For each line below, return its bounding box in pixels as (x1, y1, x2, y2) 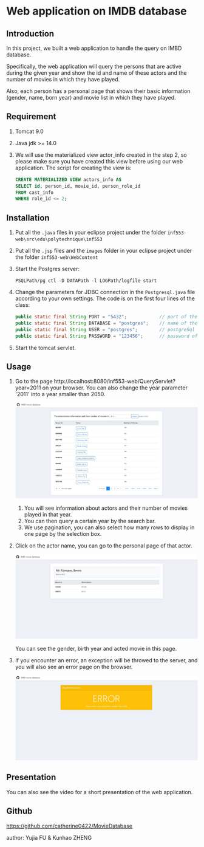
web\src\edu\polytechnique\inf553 (15, 236, 103, 242)
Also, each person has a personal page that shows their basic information (6, 87, 191, 95)
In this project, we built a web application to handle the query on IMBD (6, 44, 182, 52)
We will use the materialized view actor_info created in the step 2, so (15, 151, 187, 159)
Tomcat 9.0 (15, 128, 44, 135)
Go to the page (15, 378, 53, 385)
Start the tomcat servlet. (15, 344, 76, 351)
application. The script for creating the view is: (15, 164, 132, 171)
